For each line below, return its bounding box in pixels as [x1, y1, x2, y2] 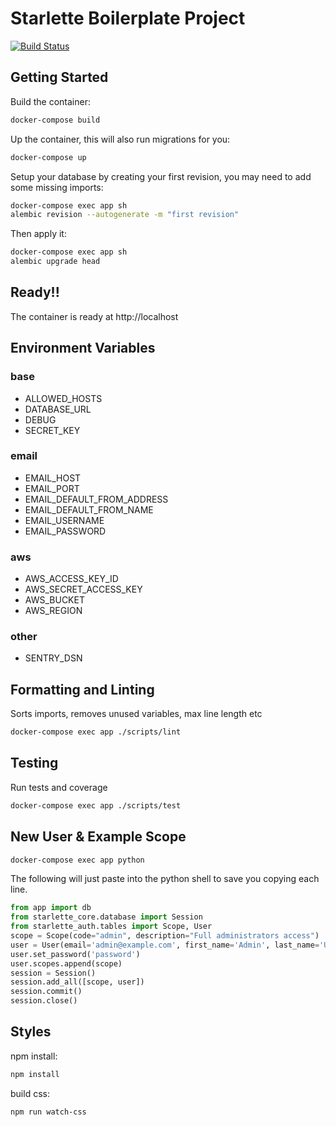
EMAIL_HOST [24, 472, 82, 484]
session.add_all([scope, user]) [10, 977, 145, 987]
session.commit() [10, 987, 83, 997]
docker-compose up [10, 152, 87, 162]
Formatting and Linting [10, 681, 155, 698]
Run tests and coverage [10, 781, 108, 793]
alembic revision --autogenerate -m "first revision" [10, 210, 240, 220]
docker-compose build [10, 115, 101, 125]
